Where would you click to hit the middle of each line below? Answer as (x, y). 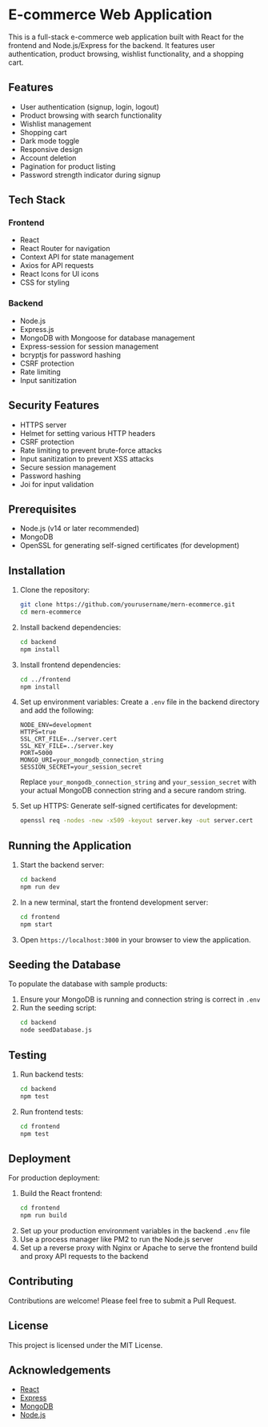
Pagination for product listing (68, 166)
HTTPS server (43, 425)
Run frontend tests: (52, 1111)
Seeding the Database (65, 965)
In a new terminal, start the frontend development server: (114, 902)
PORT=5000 (36, 753)
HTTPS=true (38, 732)
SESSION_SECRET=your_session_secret (81, 767)
